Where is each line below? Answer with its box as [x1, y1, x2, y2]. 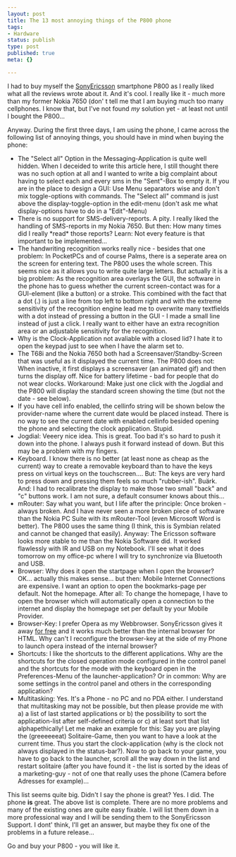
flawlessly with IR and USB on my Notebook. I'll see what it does [17, 544, 204, 553]
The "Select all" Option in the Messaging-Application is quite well [17, 154, 207, 162]
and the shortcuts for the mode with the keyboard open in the [17, 664, 197, 673]
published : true [7, 50, 55, 57]
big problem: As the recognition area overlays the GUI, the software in [17, 274, 221, 282]
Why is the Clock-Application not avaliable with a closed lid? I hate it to [17, 334, 223, 342]
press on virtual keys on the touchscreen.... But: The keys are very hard [17, 469, 225, 477]
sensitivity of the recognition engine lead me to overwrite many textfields [17, 304, 230, 313]
